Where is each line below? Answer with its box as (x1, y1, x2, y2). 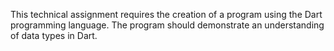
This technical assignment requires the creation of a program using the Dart (10, 9, 323, 20)
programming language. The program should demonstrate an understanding (10, 19, 325, 31)
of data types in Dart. (10, 30, 98, 41)
